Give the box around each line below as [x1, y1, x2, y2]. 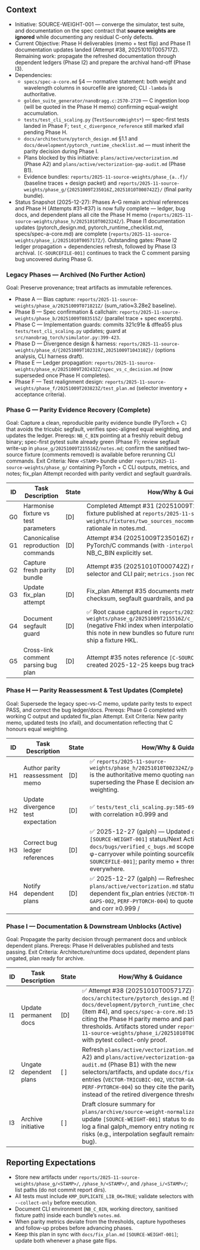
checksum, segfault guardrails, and [86, 595, 185, 603]
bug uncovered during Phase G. [14, 255, 93, 262]
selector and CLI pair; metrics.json [86, 570, 185, 578]
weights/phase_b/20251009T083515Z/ [14, 316, 104, 322]
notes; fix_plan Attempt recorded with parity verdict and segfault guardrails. [6, 470, 192, 477]
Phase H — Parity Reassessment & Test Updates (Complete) [6, 687, 183, 695]
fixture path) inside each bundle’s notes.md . [14, 1211, 121, 1218]
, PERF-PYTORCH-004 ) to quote [114, 896, 193, 905]
